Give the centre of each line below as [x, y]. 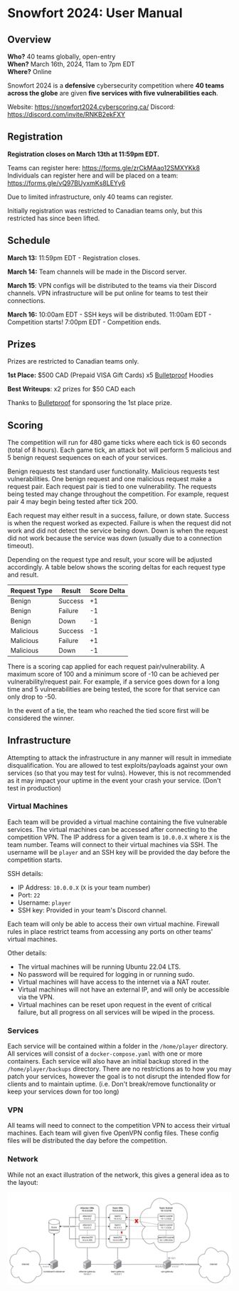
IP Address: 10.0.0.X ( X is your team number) [84, 887]
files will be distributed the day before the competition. [87, 1141]
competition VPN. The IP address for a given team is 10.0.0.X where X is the [119, 837]
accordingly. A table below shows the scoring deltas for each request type [117, 567]
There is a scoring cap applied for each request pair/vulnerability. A [106, 666]
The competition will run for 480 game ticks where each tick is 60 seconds [117, 443]
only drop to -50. [32, 696]
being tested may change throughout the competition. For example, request [118, 494]
